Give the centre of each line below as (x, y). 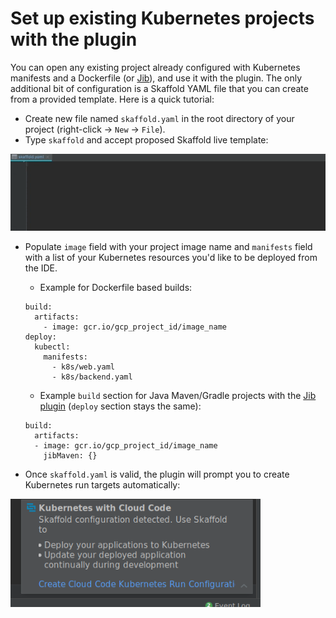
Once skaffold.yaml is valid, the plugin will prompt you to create (157, 474)
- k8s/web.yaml (83, 367)
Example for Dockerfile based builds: (116, 288)
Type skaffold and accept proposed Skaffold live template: (146, 139)
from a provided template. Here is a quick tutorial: (112, 99)
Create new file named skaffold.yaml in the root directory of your (159, 118)
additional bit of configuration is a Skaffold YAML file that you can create (159, 88)
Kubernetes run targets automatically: (102, 485)
